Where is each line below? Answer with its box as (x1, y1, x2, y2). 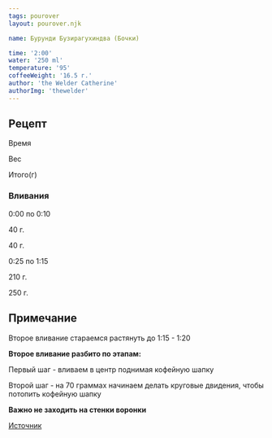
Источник (8, 420, 42, 430)
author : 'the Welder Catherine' (8, 79, 118, 87)
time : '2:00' (8, 49, 53, 57)
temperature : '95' (8, 64, 71, 72)
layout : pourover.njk (8, 20, 82, 28)
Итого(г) (8, 170, 38, 180)
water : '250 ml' (8, 56, 63, 65)
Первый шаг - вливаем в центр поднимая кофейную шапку (8, 364, 214, 374)
